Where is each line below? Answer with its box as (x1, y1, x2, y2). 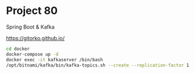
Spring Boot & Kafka (6, 23, 55, 30)
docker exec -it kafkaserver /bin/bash (6, 57, 103, 62)
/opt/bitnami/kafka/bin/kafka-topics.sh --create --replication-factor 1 (6, 62, 190, 68)
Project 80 (6, 4, 58, 17)
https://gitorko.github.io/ (6, 34, 65, 41)
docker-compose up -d (6, 51, 59, 57)
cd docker (6, 45, 30, 52)
